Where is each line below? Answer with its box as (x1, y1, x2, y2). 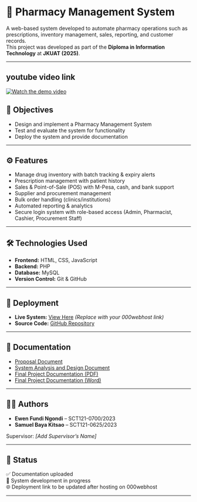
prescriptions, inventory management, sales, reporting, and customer (6, 31, 174, 38)
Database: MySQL (14, 269, 60, 276)
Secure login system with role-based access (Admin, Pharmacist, (14, 209, 173, 216)
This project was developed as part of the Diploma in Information (6, 43, 165, 51)
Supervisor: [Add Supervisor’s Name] (6, 432, 97, 440)
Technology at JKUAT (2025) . (6, 49, 80, 56)
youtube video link (6, 72, 76, 82)
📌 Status (6, 455, 38, 465)
